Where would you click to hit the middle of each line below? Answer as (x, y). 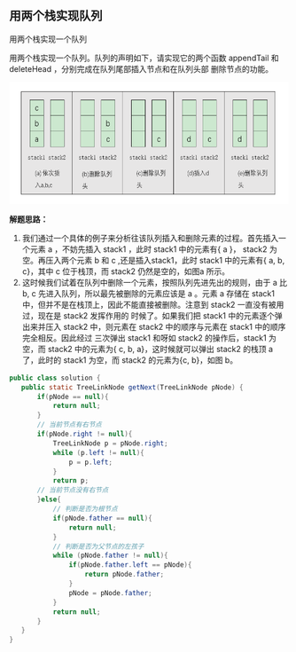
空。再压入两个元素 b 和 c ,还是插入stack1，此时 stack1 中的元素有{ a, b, (153, 260)
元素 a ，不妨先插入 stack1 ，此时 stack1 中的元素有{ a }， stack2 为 (153, 249)
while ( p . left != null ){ (98, 452)
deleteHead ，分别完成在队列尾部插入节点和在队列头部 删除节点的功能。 (141, 68)
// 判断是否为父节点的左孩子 (98, 546)
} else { (49, 499)
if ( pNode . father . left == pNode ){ (130, 565)
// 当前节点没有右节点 (73, 491)
